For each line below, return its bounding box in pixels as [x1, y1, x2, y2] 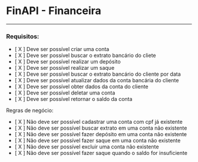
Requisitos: [6, 32, 39, 41]
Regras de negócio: [6, 107, 54, 114]
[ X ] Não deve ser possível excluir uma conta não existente [14, 143, 159, 150]
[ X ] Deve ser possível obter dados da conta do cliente [14, 83, 148, 90]
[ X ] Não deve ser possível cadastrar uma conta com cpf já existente [14, 119, 183, 126]
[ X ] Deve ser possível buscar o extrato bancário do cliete [14, 52, 156, 59]
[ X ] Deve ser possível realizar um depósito [14, 58, 121, 65]
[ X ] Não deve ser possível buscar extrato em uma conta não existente [14, 124, 187, 131]
